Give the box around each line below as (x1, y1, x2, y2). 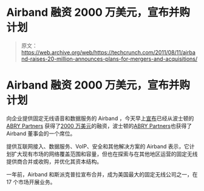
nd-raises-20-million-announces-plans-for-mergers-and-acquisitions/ (21, 55, 198, 62)
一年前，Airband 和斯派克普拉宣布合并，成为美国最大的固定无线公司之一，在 (6, 170, 198, 178)
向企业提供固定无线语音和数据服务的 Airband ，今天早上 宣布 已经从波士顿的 (6, 115, 194, 122)
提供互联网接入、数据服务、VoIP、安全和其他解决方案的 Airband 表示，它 (6, 142, 189, 150)
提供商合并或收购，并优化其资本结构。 (6, 158, 102, 165)
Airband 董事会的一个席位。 (6, 130, 76, 137)
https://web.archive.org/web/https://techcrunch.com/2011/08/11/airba (21, 49, 196, 56)
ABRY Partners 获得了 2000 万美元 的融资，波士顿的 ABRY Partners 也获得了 (6, 122, 192, 129)
